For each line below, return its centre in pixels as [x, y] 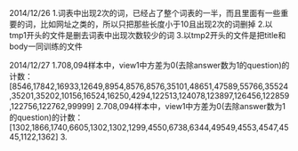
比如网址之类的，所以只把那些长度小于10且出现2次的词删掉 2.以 [156, 24]
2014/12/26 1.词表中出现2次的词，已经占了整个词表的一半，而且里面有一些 [145, 13]
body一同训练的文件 [46, 46]
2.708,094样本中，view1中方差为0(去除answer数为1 [191, 106]
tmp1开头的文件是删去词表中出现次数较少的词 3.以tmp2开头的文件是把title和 [148, 35]
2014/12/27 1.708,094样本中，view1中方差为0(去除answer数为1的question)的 [149, 65]
